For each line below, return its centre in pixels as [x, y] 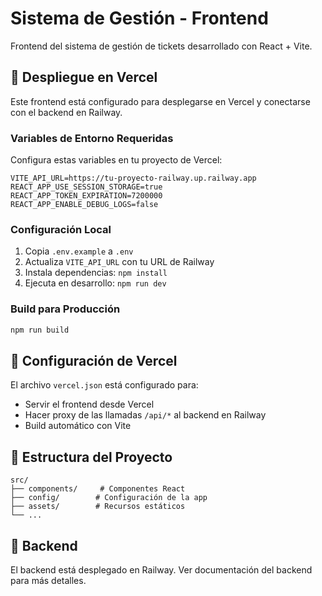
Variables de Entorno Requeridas [92, 138]
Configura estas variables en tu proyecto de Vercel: [116, 160]
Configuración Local [61, 229]
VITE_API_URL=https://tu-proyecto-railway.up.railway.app [133, 178]
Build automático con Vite [78, 426]
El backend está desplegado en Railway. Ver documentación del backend [161, 569]
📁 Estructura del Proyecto [91, 457]
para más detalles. [48, 580]
